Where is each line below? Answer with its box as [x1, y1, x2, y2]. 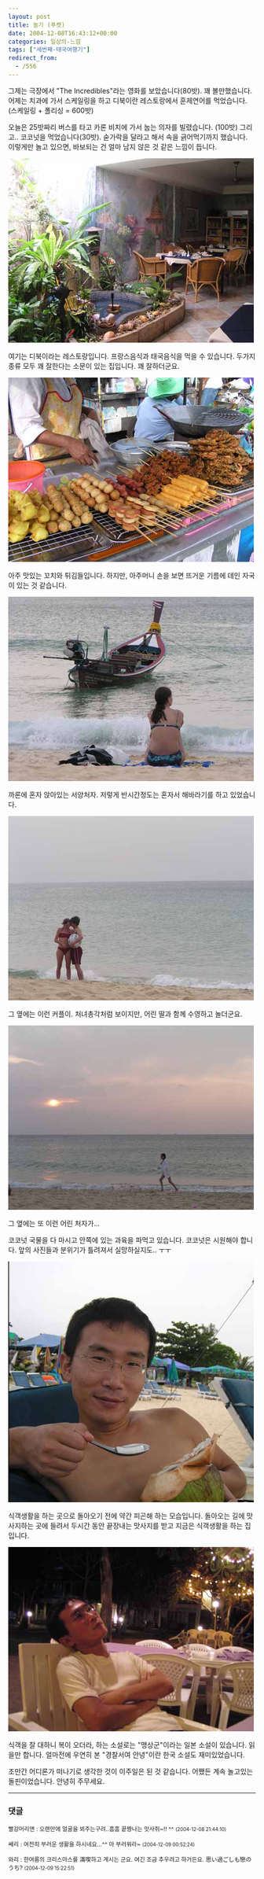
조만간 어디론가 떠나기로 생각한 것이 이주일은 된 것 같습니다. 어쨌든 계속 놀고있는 [8, 1767, 254, 1776]
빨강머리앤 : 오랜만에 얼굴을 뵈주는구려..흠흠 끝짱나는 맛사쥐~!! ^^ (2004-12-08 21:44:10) [8, 1826, 226, 1833]
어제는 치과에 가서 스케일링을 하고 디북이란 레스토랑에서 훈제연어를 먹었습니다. [8, 95, 247, 105]
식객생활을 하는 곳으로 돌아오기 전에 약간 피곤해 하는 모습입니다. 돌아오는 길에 [8, 1511, 245, 1520]
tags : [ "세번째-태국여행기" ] [8, 46, 90, 54]
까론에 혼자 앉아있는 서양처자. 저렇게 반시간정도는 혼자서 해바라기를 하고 [8, 790, 229, 799]
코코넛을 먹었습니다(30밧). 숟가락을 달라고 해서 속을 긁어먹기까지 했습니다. [20, 132, 248, 142]
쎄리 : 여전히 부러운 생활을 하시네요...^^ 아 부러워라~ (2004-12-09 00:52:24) [8, 1840, 195, 1848]
